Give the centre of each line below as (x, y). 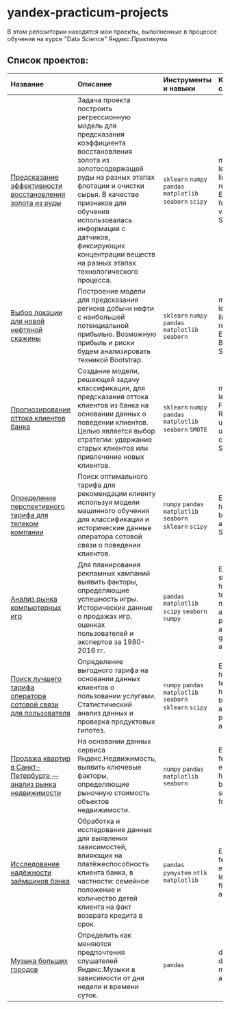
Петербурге (30, 775)
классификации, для (112, 388)
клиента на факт (105, 907)
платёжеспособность (113, 864)
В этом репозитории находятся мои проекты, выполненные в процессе (112, 32)
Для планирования (109, 565)
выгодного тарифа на (113, 670)
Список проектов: (48, 61)
